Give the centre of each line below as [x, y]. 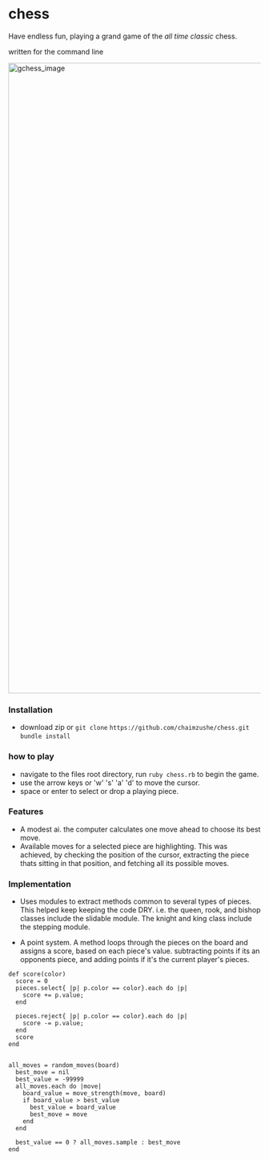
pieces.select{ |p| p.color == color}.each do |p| [102, 989]
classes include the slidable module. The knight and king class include [136, 919]
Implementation [40, 884]
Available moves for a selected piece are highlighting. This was [124, 846]
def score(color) [37, 974]
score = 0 [32, 981]
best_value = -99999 [50, 1079]
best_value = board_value [72, 1108]
